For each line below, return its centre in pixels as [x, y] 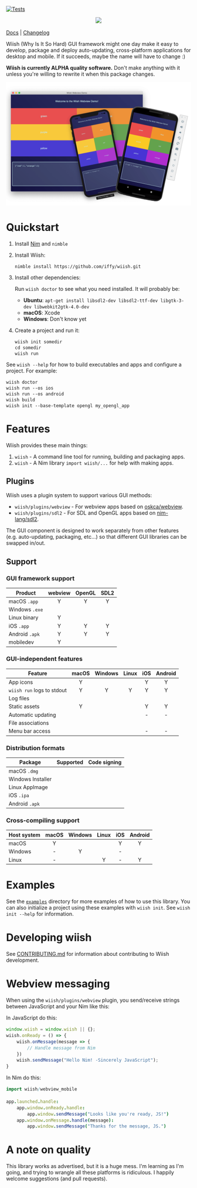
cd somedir [28, 348]
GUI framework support [40, 578]
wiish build [21, 400]
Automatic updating [32, 714]
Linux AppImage [28, 787]
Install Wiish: [30, 255]
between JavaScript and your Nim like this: [58, 1006]
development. [23, 960]
